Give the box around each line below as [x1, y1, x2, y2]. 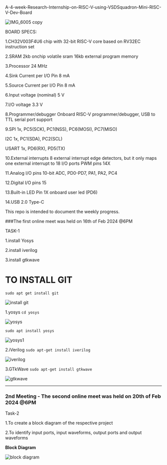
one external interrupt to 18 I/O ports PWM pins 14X [5, 160, 111, 166]
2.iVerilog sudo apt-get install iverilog [5, 347, 90, 352]
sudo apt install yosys [5, 328, 55, 333]
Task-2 [5, 410, 19, 416]
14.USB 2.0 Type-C [5, 199, 45, 205]
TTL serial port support [5, 116, 53, 122]
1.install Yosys [5, 237, 34, 243]
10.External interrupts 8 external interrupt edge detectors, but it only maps [5, 155, 157, 161]
